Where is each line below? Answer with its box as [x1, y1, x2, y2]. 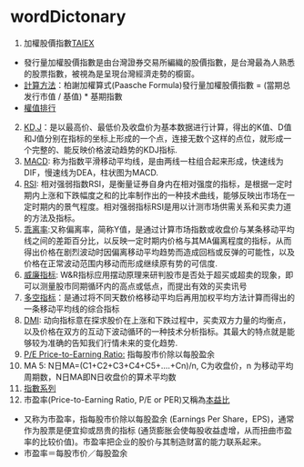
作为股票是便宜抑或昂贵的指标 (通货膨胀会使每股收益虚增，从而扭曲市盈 [23, 424, 292, 435]
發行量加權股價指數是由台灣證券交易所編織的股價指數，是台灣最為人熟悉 [23, 56, 295, 67]
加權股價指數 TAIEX [23, 37, 95, 48]
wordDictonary [10, 6, 127, 27]
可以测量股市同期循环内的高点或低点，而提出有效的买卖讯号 [23, 280, 248, 292]
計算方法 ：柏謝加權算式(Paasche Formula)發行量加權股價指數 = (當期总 [23, 79, 291, 90]
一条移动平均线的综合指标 [23, 303, 120, 314]
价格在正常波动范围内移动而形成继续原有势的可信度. [23, 257, 218, 269]
